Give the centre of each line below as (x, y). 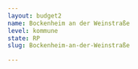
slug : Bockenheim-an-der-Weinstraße (69, 46)
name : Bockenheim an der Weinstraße (69, 23)
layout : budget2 (34, 16)
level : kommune (33, 30)
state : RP (24, 38)
